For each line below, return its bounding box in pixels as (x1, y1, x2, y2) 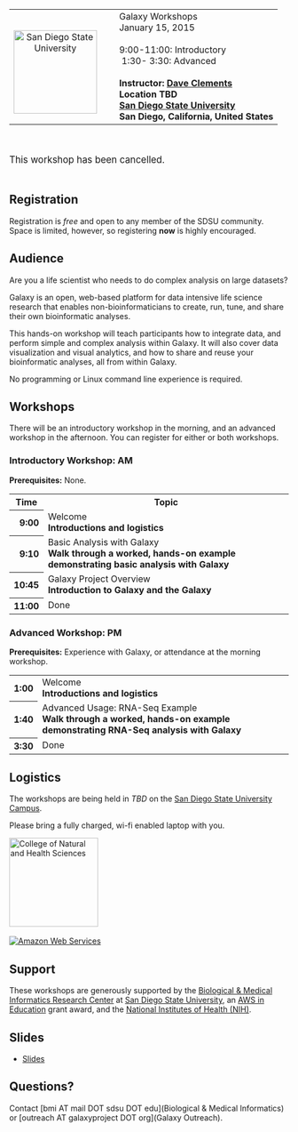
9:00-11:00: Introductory (119, 44, 227, 56)
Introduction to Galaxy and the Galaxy (47, 584, 212, 597)
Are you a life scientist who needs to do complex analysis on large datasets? (9, 275, 288, 285)
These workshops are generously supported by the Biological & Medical (9, 985, 273, 996)
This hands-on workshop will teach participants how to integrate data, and (9, 328, 281, 339)
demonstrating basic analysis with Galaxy (47, 558, 230, 571)
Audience (9, 251, 65, 266)
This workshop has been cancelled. (9, 154, 166, 165)
